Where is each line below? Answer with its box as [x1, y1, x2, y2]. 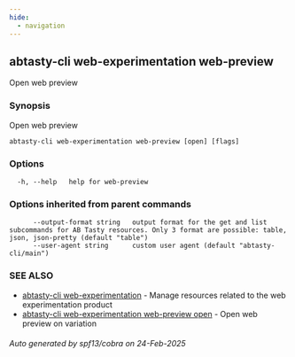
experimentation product [21, 299, 113, 310]
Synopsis [9, 99, 50, 112]
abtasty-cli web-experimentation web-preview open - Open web [21, 308, 259, 319]
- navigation [17, 21, 66, 30]
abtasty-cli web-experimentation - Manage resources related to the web [21, 290, 286, 300]
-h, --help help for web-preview [17, 177, 149, 186]
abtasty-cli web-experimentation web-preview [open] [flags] [9, 136, 240, 146]
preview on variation [21, 318, 97, 329]
